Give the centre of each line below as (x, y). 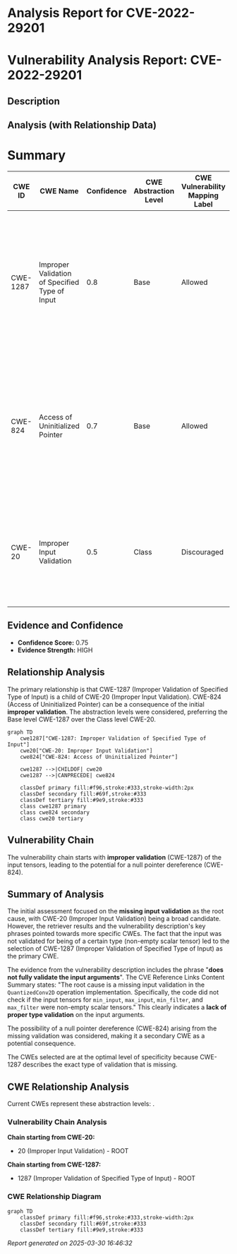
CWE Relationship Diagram (54, 1197)
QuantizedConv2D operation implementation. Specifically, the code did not (113, 992)
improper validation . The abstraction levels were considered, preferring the (117, 712)
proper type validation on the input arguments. (76, 1015)
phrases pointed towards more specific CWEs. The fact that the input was (115, 934)
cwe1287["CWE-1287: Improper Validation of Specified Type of (113, 738)
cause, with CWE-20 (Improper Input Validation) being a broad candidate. (114, 919)
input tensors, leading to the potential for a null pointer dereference (105, 865)
